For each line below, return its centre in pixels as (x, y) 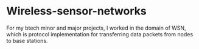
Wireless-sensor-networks (77, 11)
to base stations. (27, 41)
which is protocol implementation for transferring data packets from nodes (100, 34)
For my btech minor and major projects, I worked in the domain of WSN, (96, 28)
